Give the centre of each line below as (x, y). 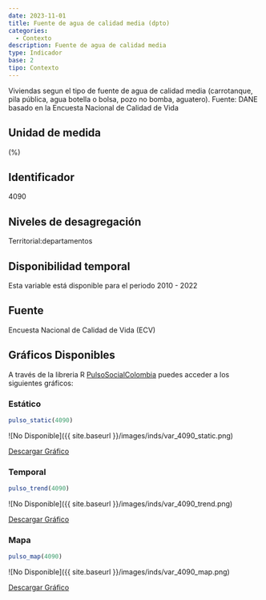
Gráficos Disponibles (62, 355)
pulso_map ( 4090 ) (35, 557)
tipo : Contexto (34, 68)
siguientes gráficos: (41, 383)
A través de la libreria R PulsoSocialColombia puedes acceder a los (119, 374)
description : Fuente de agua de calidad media (87, 46)
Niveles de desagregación (75, 221)
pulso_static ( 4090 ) (41, 420)
